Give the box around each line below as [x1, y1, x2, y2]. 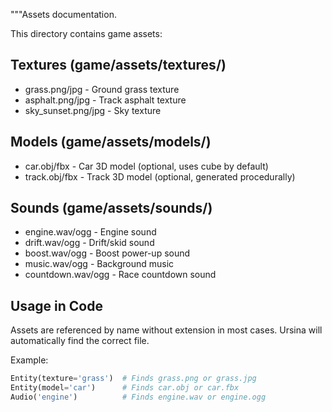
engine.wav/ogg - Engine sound [24, 226, 157, 238]
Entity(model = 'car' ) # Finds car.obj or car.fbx [10, 383, 240, 393]
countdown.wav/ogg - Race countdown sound [24, 269, 217, 281]
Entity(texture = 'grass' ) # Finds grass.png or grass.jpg [10, 374, 257, 384]
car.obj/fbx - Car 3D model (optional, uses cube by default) [24, 160, 269, 172]
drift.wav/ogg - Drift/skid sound [24, 237, 155, 249]
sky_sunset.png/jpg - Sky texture [24, 104, 162, 116]
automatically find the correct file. [10, 335, 150, 347]
